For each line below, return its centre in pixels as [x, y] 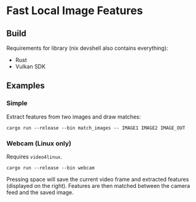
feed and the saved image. [40, 192]
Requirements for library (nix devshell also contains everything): [87, 48]
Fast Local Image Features [75, 11]
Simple [17, 103]
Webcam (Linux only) [39, 143]
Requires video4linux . [34, 157]
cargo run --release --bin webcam [51, 168]
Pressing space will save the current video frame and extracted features [98, 179]
